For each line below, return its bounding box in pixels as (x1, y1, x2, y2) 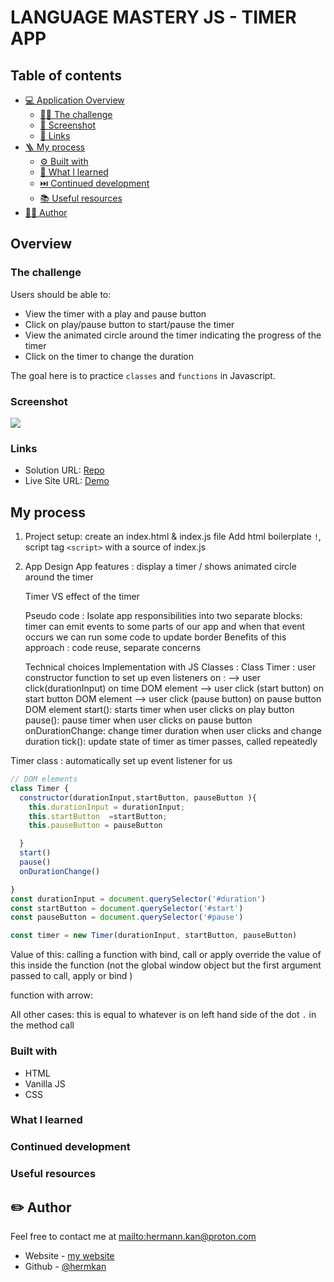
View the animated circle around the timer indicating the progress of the (24, 329, 322, 341)
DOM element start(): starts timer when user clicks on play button (24, 704, 295, 716)
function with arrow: (10, 989, 93, 1001)
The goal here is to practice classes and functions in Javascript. (10, 369, 276, 381)
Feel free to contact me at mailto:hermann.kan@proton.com (10, 1231, 257, 1243)
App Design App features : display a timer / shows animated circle (24, 561, 297, 573)
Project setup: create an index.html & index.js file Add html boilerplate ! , (24, 531, 322, 543)
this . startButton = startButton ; (28, 811, 168, 821)
